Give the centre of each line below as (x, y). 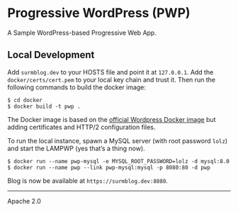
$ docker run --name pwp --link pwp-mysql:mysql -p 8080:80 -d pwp (109, 167)
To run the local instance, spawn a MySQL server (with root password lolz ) (118, 140)
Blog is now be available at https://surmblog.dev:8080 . (88, 180)
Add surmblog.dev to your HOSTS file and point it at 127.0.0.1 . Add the (110, 72)
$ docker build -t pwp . (44, 106)
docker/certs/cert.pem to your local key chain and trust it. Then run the (112, 79)
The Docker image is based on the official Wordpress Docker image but (112, 119)
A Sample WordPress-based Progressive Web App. (82, 33)
